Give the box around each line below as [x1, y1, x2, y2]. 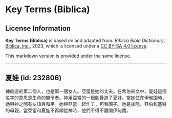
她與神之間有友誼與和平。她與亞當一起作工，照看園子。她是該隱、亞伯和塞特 [5, 101, 167, 107]
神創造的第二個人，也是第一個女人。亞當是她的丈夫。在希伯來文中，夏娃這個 [5, 88, 167, 94]
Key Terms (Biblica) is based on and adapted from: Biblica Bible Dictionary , [5, 37, 165, 43]
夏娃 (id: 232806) [5, 74, 62, 82]
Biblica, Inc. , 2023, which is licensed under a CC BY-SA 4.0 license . [5, 43, 148, 49]
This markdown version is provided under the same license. [5, 53, 132, 59]
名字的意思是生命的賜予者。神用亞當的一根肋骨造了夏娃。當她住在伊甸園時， [5, 95, 167, 101]
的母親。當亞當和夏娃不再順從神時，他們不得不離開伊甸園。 [5, 107, 131, 113]
